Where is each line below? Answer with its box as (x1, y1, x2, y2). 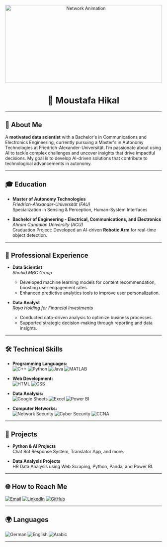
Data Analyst (12, 300, 40, 306)
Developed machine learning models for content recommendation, (19, 279, 156, 285)
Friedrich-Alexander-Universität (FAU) (12, 201, 90, 207)
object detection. (12, 232, 47, 238)
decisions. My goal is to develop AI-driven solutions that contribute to (5, 155, 148, 161)
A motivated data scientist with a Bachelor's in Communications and (5, 134, 147, 140)
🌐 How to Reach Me (5, 483, 68, 491)
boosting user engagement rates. (19, 285, 88, 291)
